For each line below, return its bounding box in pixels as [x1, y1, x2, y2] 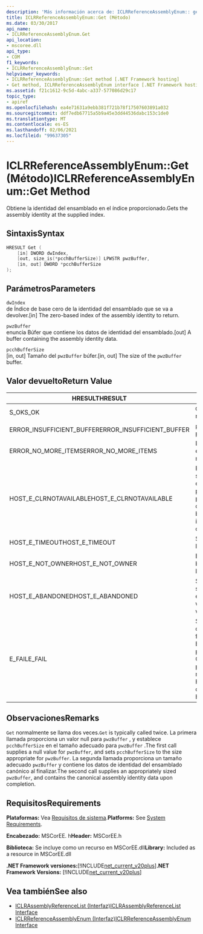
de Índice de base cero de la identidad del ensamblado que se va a [6, 305, 173, 312]
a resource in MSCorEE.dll [6, 850, 71, 858]
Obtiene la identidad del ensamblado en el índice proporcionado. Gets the [6, 204, 188, 212]
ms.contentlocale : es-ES [6, 122, 69, 128]
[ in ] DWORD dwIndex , [17, 250, 69, 256]
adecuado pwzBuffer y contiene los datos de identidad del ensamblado [6, 761, 182, 769]
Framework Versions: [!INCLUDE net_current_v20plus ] [6, 869, 142, 876]
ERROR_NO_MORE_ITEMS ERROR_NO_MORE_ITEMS [9, 446, 157, 455]
